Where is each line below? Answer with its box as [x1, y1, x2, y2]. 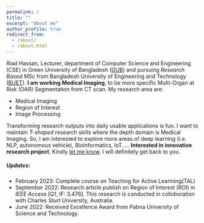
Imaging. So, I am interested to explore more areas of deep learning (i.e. [6, 135, 187, 142]
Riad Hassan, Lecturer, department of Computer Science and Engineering [6, 59, 191, 67]
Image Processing [15, 110, 61, 118]
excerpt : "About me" [6, 20, 59, 26]
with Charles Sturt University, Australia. [15, 196, 114, 204]
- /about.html [12, 43, 47, 49]
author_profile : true [6, 26, 62, 32]
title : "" [6, 15, 32, 21]
